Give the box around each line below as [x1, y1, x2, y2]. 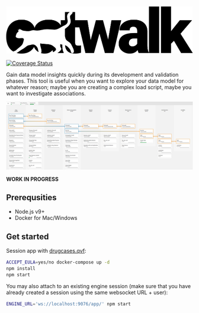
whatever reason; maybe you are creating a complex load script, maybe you [6, 83, 192, 90]
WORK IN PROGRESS [6, 175, 59, 182]
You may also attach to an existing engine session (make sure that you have [6, 282, 191, 289]
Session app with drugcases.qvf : [6, 247, 87, 255]
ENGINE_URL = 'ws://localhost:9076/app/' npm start [6, 301, 131, 307]
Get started [6, 232, 49, 242]
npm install [6, 266, 36, 272]
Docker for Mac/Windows [14, 214, 78, 221]
